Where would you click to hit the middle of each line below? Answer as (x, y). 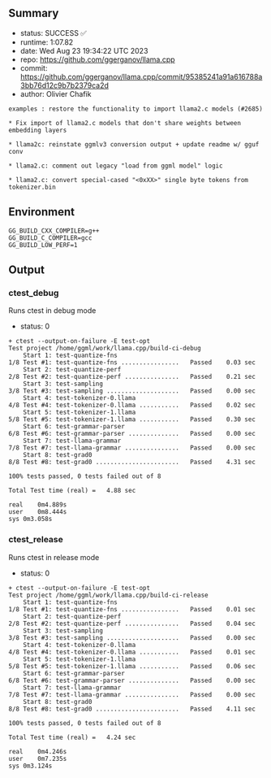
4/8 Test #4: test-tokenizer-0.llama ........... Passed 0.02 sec (132, 406)
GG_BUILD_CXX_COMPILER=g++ (54, 231)
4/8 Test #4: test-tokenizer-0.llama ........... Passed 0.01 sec (132, 652)
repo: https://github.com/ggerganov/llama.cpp (98, 59)
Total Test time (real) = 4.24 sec (72, 737)
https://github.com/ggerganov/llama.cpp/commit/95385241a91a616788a (141, 76)
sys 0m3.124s (30, 766)
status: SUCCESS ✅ (53, 33)
